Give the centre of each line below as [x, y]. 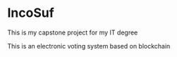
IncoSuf [31, 13]
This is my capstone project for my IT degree [73, 32]
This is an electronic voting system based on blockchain [89, 46]
